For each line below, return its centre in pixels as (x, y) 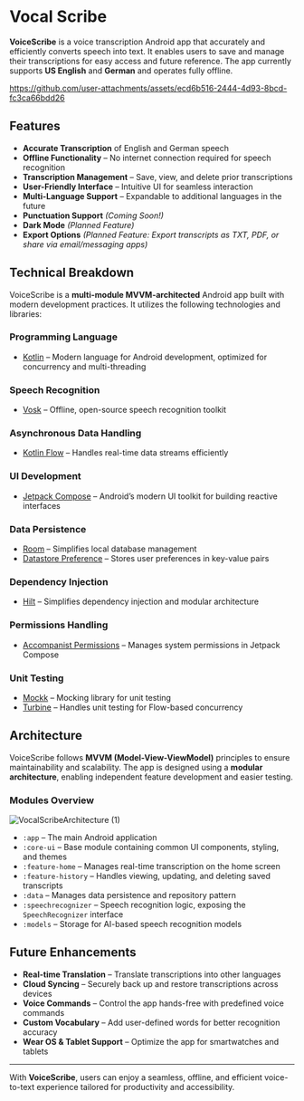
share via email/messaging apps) (85, 244)
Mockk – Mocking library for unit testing (97, 697)
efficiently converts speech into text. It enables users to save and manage (147, 51)
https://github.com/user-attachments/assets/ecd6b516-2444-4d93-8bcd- (148, 88)
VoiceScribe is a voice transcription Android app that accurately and (137, 42)
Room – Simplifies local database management (109, 549)
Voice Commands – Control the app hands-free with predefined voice (153, 1003)
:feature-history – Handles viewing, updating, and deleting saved (147, 876)
